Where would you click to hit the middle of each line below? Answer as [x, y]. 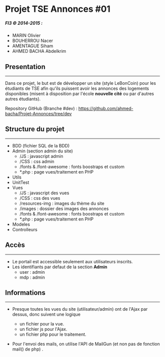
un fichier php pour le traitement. [53, 334]
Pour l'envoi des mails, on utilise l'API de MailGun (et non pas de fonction [86, 344]
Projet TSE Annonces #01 [58, 9]
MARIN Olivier [26, 36]
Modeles [21, 224]
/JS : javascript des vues [44, 193]
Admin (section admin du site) [42, 151]
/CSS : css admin [37, 161]
